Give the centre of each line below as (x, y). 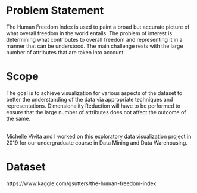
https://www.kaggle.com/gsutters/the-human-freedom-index (81, 183)
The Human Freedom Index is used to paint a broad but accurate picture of (98, 27)
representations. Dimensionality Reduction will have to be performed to (93, 106)
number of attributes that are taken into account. (66, 52)
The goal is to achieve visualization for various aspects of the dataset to (94, 93)
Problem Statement (55, 10)
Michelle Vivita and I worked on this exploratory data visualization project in (99, 136)
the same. (18, 118)
